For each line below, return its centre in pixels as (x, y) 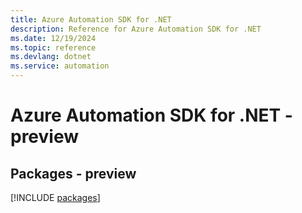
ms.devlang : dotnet (51, 57)
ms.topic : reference (53, 47)
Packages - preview (73, 173)
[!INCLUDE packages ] (55, 197)
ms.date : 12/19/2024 (53, 38)
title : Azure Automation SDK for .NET (91, 19)
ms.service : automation (60, 66)
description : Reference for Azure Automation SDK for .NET (136, 29)
